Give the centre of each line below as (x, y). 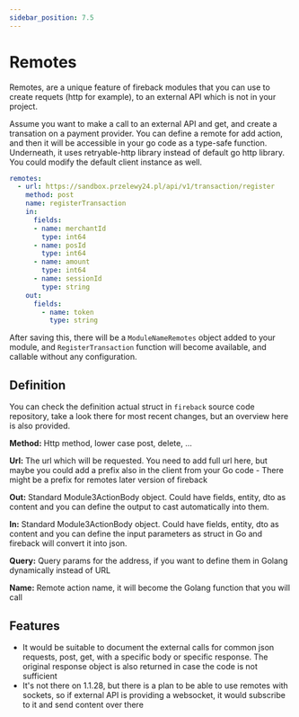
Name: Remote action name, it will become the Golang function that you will (149, 588)
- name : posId (60, 245)
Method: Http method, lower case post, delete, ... (101, 444)
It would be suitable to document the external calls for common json (148, 647)
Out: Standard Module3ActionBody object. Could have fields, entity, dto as (148, 497)
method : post (50, 195)
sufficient (40, 676)
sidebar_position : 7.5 (52, 18)
